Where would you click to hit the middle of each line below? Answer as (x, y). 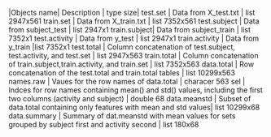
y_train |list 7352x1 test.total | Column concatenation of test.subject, (122, 47)
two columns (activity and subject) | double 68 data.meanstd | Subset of (130, 98)
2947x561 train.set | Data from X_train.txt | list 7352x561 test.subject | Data (134, 21)
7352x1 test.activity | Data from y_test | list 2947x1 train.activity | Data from (134, 38)
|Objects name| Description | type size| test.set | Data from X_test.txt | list (132, 13)
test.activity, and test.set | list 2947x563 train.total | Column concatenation (133, 56)
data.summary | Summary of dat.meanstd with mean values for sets (122, 116)
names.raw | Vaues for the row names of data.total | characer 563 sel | (127, 81)
